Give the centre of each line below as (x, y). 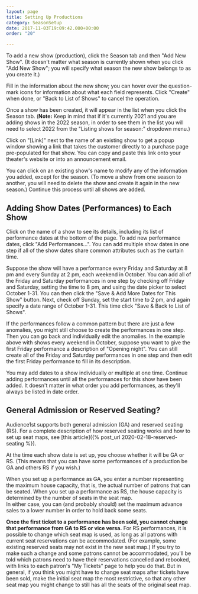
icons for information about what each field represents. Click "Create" (105, 92)
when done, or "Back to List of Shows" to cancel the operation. (83, 99)
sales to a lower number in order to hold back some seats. (77, 510)
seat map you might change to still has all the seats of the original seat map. (99, 585)
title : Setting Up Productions (45, 17)
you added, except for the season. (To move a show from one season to (94, 177)
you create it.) (23, 75)
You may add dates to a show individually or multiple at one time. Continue (97, 373)
